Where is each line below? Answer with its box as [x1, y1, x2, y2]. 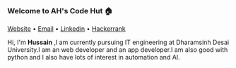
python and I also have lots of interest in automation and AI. [7, 53, 180, 62]
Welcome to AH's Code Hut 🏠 [7, 6, 113, 15]
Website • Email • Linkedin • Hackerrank [7, 25, 126, 33]
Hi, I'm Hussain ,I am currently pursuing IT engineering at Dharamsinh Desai [7, 38, 230, 47]
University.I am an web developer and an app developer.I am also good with [7, 46, 228, 54]
